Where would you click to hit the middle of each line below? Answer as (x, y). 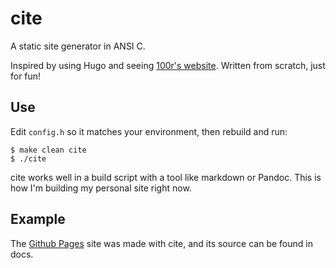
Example (38, 219)
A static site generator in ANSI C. (78, 46)
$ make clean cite (48, 150)
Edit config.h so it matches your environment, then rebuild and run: (149, 131)
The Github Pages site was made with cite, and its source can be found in (161, 243)
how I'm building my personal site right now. (101, 188)
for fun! (26, 76)
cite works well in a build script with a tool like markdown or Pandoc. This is (166, 177)
